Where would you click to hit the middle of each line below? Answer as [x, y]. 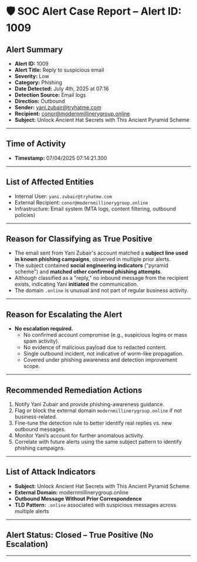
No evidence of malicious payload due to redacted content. [95, 347]
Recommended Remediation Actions [74, 390]
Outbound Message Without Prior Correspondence [78, 499]
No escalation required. [44, 329]
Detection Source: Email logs [50, 95]
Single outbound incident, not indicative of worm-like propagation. [103, 354]
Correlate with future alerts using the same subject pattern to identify [98, 442]
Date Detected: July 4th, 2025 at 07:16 [62, 88]
